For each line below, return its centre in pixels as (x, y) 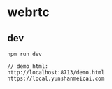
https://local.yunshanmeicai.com (56, 78)
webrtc (29, 12)
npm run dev (24, 54)
